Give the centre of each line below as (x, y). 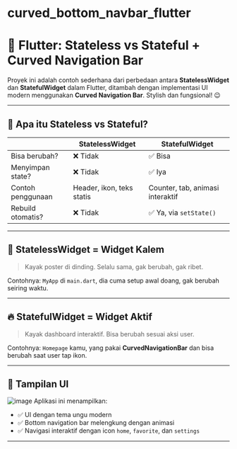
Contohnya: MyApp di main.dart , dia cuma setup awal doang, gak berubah (114, 280)
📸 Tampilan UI (38, 384)
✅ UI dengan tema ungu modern (65, 415)
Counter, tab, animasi (184, 188)
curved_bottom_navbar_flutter (99, 13)
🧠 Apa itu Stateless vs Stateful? (78, 124)
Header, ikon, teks (103, 188)
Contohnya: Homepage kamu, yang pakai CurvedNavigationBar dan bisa (111, 348)
